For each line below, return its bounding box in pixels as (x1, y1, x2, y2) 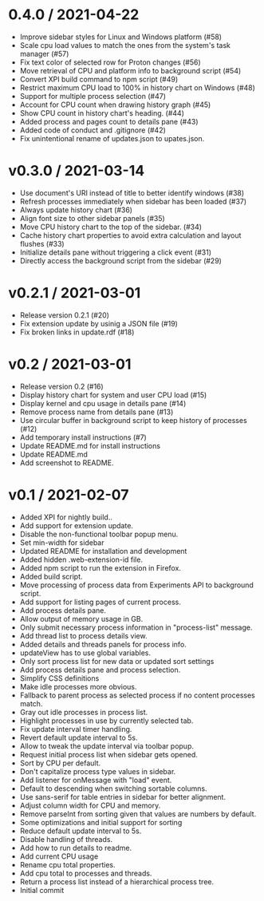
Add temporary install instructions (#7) (19, 433, 148, 442)
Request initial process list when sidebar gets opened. (19, 749, 198, 759)
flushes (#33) (19, 239, 65, 248)
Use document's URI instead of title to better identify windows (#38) (19, 188, 245, 197)
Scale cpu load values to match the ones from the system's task (19, 40, 231, 49)
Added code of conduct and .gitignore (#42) (19, 125, 166, 135)
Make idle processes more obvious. (19, 682, 137, 691)
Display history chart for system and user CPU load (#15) (19, 389, 207, 400)
